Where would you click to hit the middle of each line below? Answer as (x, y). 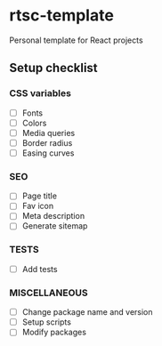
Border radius (47, 142)
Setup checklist (53, 68)
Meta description (53, 216)
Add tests (40, 269)
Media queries (49, 133)
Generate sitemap (55, 226)
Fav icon (38, 206)
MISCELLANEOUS (49, 293)
